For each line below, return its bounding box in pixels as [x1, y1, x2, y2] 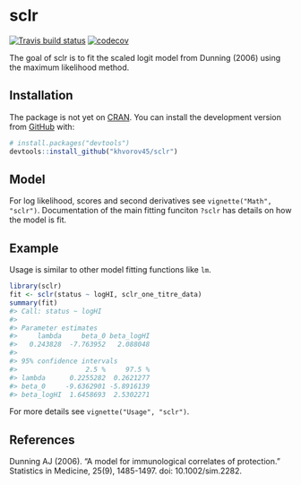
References [9, 432, 75, 447]
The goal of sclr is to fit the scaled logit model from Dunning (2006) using [9, 52, 281, 63]
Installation [9, 88, 73, 103]
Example [9, 240, 59, 255]
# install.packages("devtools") [9, 138, 130, 148]
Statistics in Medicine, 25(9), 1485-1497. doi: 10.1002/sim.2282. [9, 465, 243, 476]
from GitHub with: [9, 121, 75, 132]
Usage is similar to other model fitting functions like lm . [9, 264, 212, 275]
